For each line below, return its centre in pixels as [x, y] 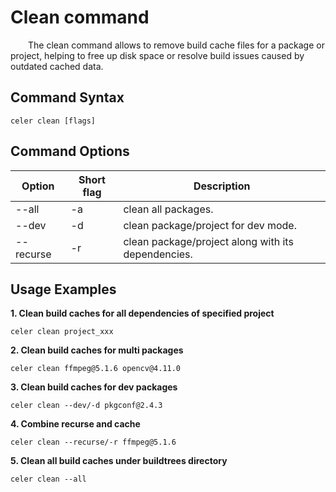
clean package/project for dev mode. [210, 225]
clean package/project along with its [208, 241]
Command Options [70, 151]
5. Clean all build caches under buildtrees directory [119, 461]
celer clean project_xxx [62, 332]
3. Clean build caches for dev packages [94, 387]
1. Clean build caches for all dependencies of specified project [142, 313]
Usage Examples [63, 289]
